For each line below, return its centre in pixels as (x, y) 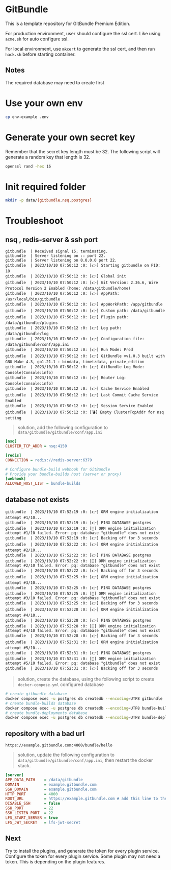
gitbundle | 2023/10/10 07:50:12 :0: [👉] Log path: (64, 328)
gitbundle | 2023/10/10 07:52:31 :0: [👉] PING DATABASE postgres (78, 653)
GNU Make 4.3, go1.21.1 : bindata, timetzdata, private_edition (75, 362)
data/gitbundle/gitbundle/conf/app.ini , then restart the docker (85, 760)
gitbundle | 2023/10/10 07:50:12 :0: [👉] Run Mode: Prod (69, 350)
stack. (24, 766)
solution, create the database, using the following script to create (86, 679)
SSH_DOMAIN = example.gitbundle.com (51, 789)
